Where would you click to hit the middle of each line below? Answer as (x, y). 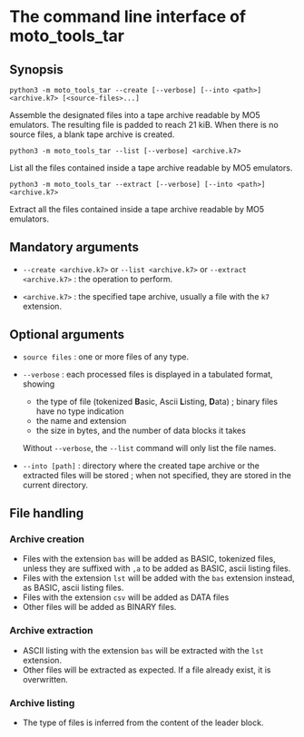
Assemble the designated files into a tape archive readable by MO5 (135, 115)
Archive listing (42, 703)
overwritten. (45, 679)
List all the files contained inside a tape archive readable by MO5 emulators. (151, 168)
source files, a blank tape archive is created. (92, 134)
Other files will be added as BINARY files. (99, 607)
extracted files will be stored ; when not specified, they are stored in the (157, 475)
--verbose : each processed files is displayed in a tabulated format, (148, 374)
